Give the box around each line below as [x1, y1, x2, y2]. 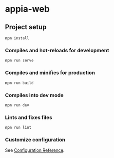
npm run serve [5, 58, 34, 63]
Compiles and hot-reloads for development [5, 47, 110, 54]
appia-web [5, 3, 50, 15]
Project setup [5, 23, 47, 31]
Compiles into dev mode [5, 92, 64, 99]
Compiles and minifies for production [5, 69, 95, 76]
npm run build [5, 80, 34, 85]
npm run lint [5, 125, 32, 130]
